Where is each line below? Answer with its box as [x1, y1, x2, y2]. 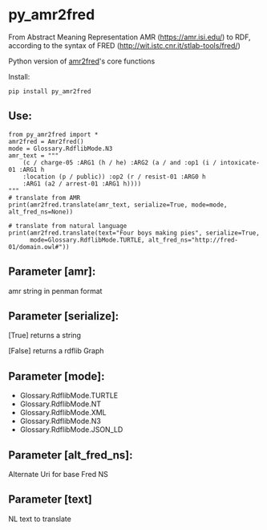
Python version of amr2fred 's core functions [8, 56, 156, 66]
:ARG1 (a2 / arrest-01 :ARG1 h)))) [22, 179, 142, 188]
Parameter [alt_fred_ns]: [8, 448, 133, 462]
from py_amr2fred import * [8, 130, 99, 138]
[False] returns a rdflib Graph [8, 346, 104, 356]
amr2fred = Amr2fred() [8, 137, 84, 145]
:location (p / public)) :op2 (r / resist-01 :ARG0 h [22, 173, 206, 181]
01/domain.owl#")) [8, 243, 70, 251]
